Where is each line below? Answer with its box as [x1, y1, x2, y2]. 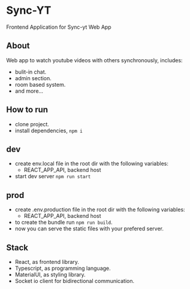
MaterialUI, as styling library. [14, 271, 86, 278]
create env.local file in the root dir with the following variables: [14, 160, 169, 168]
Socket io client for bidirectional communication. [14, 278, 135, 284]
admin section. [14, 74, 52, 81]
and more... [14, 87, 44, 95]
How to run [6, 105, 49, 115]
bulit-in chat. [14, 68, 47, 75]
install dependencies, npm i [14, 127, 83, 134]
